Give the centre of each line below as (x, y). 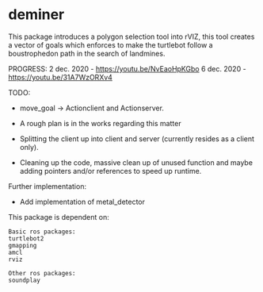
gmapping (23, 245)
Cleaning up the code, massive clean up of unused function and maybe (136, 162)
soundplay (25, 280)
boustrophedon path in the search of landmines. (87, 53)
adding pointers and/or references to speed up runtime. (111, 171)
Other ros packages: (42, 273)
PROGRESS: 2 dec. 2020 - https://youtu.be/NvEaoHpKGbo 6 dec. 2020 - (128, 68)
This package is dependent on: (59, 217)
